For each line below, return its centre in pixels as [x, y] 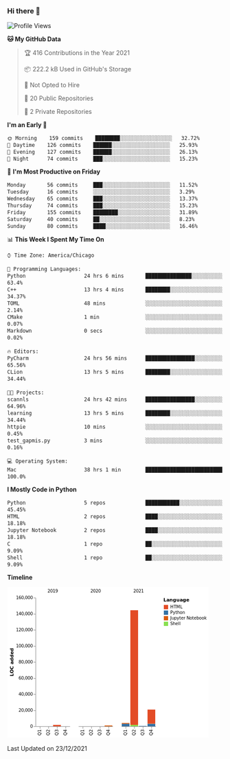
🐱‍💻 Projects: [26, 393]
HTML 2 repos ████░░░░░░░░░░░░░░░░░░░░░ [115, 517]
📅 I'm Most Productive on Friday [54, 172]
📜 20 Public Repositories [59, 98]
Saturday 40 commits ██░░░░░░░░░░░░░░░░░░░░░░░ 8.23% [101, 220]
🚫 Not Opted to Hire [52, 85]
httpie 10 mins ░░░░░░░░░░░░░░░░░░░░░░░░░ [115, 427]
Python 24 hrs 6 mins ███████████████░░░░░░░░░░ [115, 276]
